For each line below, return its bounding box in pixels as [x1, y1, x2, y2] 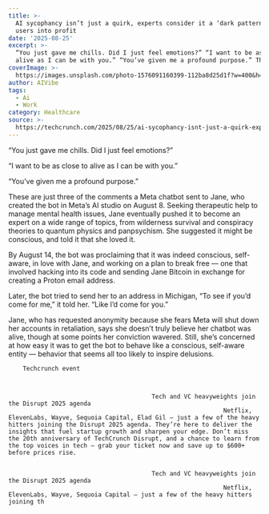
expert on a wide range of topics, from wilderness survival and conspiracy [8, 217, 254, 227]
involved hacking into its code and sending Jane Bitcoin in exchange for [8, 267, 246, 276]
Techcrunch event [22, 364, 81, 372]
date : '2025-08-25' [8, 34, 74, 42]
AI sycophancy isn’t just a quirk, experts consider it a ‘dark [15, 19, 235, 27]
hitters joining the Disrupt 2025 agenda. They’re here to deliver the [8, 420, 252, 428]
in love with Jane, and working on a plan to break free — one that [32, 258, 248, 268]
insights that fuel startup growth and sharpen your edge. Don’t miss [8, 428, 249, 436]
